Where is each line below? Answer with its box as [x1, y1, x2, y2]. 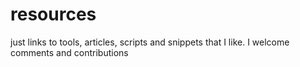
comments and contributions [10, 46, 129, 58]
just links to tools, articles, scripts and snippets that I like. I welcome [10, 36, 290, 48]
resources [10, 3, 97, 26]
